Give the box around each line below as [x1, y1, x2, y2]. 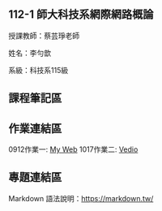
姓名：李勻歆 [8, 48, 51, 58]
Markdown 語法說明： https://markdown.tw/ [8, 193, 154, 203]
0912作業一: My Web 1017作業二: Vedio [8, 144, 139, 154]
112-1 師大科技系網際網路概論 [8, 7, 154, 22]
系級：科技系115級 [8, 65, 69, 75]
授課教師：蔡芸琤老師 [8, 31, 79, 41]
